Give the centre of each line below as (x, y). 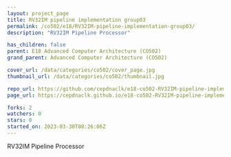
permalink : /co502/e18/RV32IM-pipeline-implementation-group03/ (101, 26)
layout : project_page (38, 13)
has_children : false (37, 45)
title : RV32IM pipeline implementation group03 (77, 20)
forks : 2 (20, 108)
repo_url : (21, 89)
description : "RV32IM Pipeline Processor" (69, 33)
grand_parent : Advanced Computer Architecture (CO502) (87, 58)
